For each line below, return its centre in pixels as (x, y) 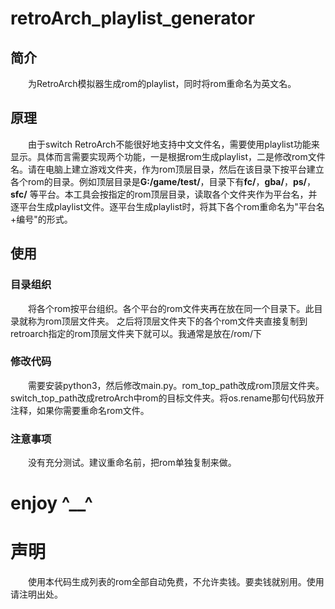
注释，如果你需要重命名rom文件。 (80, 410)
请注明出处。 (36, 594)
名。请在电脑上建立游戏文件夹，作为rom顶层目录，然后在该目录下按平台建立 (167, 169)
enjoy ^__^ (51, 503)
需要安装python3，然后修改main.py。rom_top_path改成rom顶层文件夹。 (176, 385)
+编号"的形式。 (41, 219)
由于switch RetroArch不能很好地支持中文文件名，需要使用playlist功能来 (174, 144)
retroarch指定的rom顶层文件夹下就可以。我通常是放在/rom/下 (136, 333)
